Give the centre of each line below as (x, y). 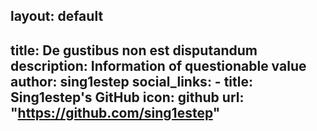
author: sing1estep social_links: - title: (131, 81)
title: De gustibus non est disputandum (134, 50)
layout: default (57, 16)
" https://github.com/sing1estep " (115, 112)
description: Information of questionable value (158, 65)
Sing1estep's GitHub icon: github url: (127, 97)
